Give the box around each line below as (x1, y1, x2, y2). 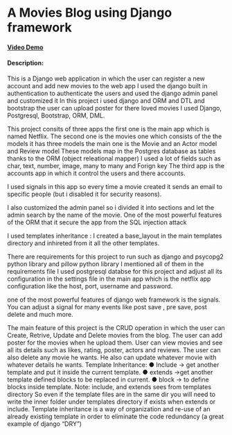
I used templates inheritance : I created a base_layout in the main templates (7, 231, 223, 240)
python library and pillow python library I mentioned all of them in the (7, 259, 204, 268)
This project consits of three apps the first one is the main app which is (7, 124, 210, 133)
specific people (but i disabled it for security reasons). (7, 190, 162, 198)
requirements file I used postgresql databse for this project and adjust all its (7, 267, 223, 275)
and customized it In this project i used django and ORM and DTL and (7, 96, 206, 105)
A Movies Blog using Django (7, 5, 172, 21)
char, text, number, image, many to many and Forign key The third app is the (7, 161, 225, 170)
